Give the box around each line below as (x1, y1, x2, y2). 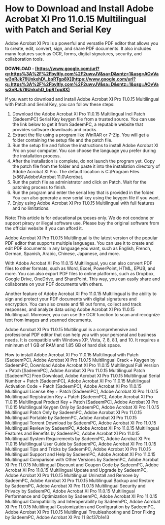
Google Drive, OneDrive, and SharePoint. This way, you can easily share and (5, 276, 160, 282)
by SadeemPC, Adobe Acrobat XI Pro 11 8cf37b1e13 (5, 514, 109, 520)
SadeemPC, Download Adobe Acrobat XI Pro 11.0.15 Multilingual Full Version (5, 362, 159, 368)
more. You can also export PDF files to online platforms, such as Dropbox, (5, 270, 155, 276)
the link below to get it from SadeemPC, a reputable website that (12, 121, 143, 127)
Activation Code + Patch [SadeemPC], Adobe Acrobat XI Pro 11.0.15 (5, 383, 142, 389)
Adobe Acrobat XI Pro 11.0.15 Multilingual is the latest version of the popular (5, 235, 158, 241)
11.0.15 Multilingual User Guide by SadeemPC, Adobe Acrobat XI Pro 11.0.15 (5, 441, 157, 447)
